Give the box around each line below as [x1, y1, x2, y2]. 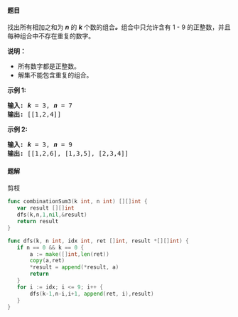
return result [16, 218, 59, 225]
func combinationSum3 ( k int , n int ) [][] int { [7, 198, 148, 205]
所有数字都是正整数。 [17, 62, 80, 70]
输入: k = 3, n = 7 [7, 102, 73, 109]
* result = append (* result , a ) [29, 264, 119, 271]
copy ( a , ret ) [29, 257, 65, 264]
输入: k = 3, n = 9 [7, 141, 73, 149]
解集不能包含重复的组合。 [17, 71, 93, 80]
